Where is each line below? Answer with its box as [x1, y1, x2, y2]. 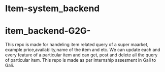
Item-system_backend [5, 3, 100, 14]
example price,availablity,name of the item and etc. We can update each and [5, 47, 161, 53]
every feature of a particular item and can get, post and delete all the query [5, 52, 158, 58]
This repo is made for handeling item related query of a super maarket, [5, 42, 149, 48]
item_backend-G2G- [5, 25, 91, 37]
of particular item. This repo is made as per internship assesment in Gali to [5, 57, 156, 63]
